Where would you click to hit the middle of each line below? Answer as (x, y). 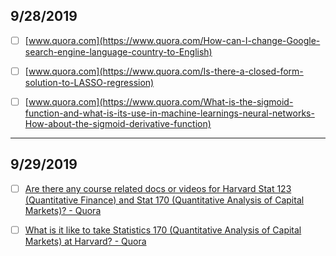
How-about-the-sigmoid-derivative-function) (118, 123)
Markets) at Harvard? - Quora (85, 241)
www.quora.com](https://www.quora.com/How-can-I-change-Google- (174, 40)
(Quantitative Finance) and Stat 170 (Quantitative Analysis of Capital (164, 200)
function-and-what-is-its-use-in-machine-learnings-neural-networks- (169, 113)
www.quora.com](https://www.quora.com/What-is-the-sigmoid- (161, 101)
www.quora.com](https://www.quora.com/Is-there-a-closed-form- (166, 71)
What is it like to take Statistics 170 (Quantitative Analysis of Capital (163, 230)
